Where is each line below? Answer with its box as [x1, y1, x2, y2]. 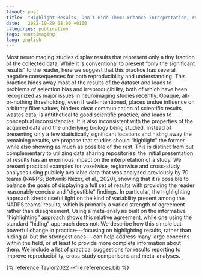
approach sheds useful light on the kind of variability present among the [6, 194, 185, 202]
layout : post [6, 8, 39, 15]
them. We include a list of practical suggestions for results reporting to [6, 246, 181, 253]
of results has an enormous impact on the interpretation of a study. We [6, 156, 182, 163]
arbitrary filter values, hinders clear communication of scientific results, [6, 105, 183, 112]
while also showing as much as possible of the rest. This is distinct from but [6, 143, 194, 150]
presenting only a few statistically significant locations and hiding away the [6, 130, 192, 138]
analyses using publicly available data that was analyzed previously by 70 [6, 169, 189, 176]
